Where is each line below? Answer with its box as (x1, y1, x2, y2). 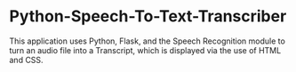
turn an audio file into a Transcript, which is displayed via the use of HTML (9, 44, 282, 55)
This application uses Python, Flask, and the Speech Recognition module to (9, 36, 286, 46)
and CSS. (9, 54, 44, 65)
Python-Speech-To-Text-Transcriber (9, 6, 287, 27)
